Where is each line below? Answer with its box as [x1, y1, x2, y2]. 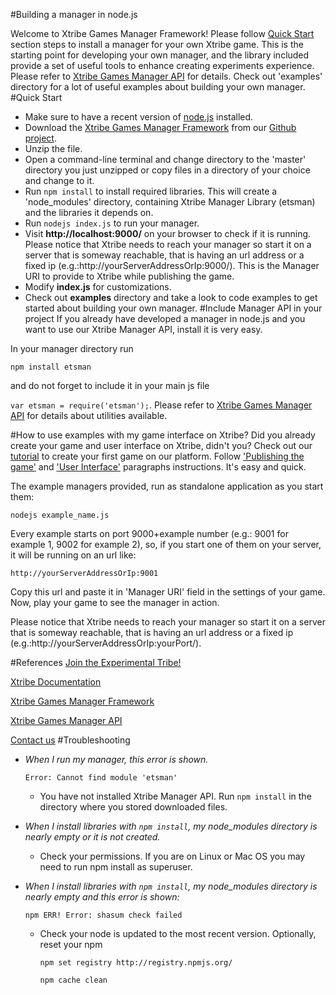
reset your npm [39, 939, 103, 950]
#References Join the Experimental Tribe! [10, 657, 182, 668]
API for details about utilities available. [10, 410, 168, 421]
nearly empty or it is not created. [24, 831, 161, 843]
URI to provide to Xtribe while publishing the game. [24, 270, 235, 282]
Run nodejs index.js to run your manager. [24, 217, 200, 229]
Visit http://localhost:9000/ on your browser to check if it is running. [24, 228, 312, 239]
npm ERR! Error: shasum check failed [24, 910, 183, 920]
